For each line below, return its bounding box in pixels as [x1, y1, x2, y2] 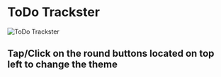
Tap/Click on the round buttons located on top [7, 48, 215, 59]
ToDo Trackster [7, 4, 101, 20]
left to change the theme [7, 59, 118, 71]
